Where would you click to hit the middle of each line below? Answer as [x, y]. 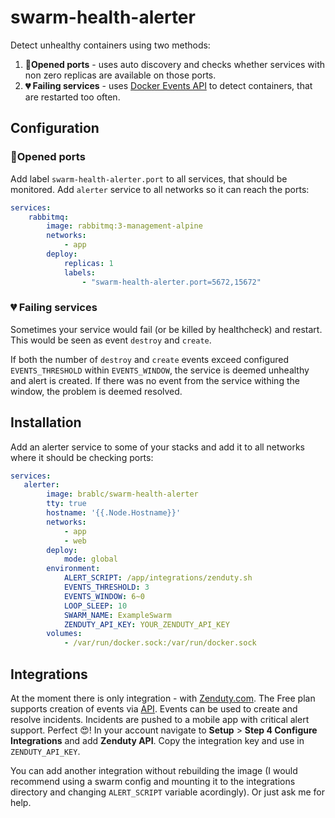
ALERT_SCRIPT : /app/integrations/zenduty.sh [158, 578]
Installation [46, 422]
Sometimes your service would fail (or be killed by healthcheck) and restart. [166, 329]
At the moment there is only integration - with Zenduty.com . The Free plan [163, 698]
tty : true [66, 504]
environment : [73, 569]
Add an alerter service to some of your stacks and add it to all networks [157, 447]
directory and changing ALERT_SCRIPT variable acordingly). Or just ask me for [168, 792]
